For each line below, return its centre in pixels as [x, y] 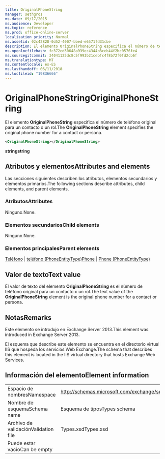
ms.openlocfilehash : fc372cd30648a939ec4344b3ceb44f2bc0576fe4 [71, 51]
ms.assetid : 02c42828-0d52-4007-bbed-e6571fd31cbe [58, 42]
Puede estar [22, 443]
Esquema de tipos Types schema [98, 409]
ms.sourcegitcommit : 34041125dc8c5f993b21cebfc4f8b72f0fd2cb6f [71, 55]
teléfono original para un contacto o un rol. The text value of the [69, 292]
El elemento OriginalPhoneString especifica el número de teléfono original [81, 122]
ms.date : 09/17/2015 [26, 19]
